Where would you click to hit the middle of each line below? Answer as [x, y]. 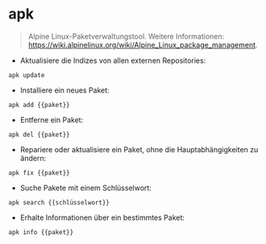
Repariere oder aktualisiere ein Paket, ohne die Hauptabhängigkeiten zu [139, 149]
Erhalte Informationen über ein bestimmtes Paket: [102, 217]
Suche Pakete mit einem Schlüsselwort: [85, 188]
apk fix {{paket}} [39, 173]
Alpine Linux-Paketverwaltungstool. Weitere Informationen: [126, 36]
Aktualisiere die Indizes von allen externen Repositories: [113, 60]
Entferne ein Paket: [52, 120]
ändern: [33, 158]
